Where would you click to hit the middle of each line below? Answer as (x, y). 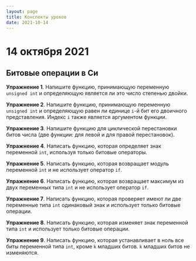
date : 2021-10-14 (27, 22)
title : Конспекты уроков (36, 17)
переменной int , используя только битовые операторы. (77, 152)
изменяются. (23, 253)
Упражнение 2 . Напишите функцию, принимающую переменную (88, 105)
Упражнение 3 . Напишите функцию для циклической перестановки (92, 128)
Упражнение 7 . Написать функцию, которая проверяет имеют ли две (94, 199)
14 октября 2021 (48, 51)
